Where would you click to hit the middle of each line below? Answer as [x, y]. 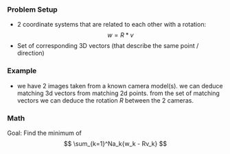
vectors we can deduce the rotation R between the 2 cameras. [105, 100]
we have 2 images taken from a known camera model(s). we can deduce [120, 86]
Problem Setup [33, 10]
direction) [31, 53]
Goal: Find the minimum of [45, 133]
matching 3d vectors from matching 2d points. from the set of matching [118, 93]
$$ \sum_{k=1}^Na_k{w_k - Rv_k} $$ [115, 143]
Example [22, 71]
